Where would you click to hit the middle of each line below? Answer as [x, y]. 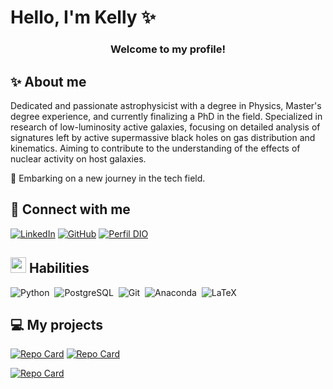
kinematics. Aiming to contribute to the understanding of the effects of [155, 148]
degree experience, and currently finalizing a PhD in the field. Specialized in [166, 116]
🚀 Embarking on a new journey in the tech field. [108, 178]
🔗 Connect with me [70, 209]
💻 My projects [56, 324]
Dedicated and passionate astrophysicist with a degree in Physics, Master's [166, 105]
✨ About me [48, 81]
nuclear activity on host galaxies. [78, 158]
